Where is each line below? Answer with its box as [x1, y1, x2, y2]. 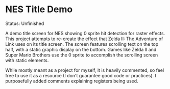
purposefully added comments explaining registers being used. [5, 78, 139, 84]
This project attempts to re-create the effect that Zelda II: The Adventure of [5, 36, 163, 42]
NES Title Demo [5, 4, 73, 15]
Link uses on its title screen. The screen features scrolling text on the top [5, 41, 159, 47]
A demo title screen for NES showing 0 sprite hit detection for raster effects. [5, 30, 165, 36]
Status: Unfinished [5, 20, 44, 26]
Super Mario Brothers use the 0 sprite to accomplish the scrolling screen [5, 52, 158, 58]
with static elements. [5, 57, 49, 63]
